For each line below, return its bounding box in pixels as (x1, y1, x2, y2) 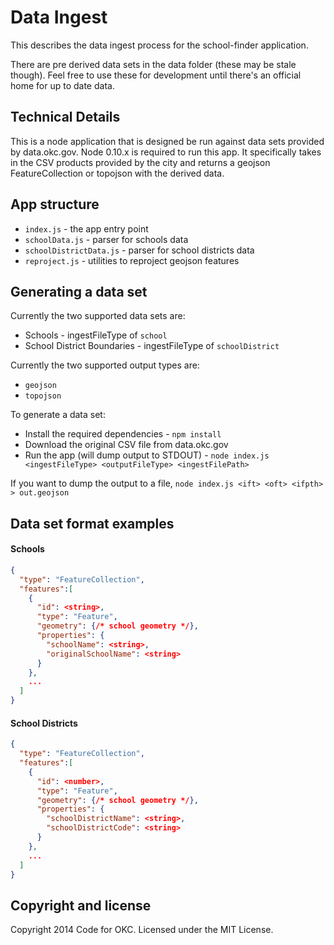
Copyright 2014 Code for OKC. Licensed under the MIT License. (10, 924, 274, 936)
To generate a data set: (10, 409, 106, 421)
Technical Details (10, 109, 121, 126)
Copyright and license (10, 897, 152, 914)
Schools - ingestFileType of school (24, 329, 168, 341)
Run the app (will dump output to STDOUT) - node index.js (24, 449, 270, 461)
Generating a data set (10, 283, 148, 300)
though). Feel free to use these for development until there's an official (10, 69, 302, 81)
